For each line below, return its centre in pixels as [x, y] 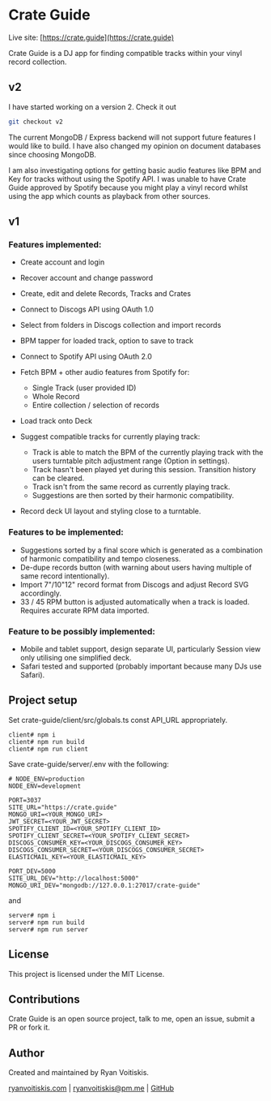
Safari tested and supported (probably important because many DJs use [141, 666]
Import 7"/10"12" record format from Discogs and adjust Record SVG [134, 584]
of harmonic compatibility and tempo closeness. [100, 558]
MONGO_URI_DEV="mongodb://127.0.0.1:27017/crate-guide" [104, 885]
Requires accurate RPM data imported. [85, 610]
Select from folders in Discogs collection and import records [121, 325]
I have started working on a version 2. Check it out [92, 106]
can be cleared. [58, 478]
